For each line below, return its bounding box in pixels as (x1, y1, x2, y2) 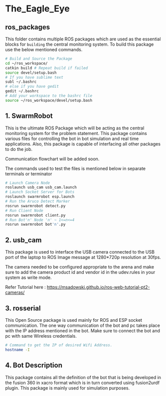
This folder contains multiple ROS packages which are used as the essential (5, 36, 161, 42)
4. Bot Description (5, 361, 62, 370)
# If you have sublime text (5, 75, 64, 80)
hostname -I (5, 347, 30, 352)
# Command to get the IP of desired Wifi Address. (5, 342, 113, 348)
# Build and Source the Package (5, 56, 72, 61)
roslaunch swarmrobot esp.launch (5, 194, 75, 199)
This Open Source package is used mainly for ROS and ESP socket (5, 317, 143, 323)
